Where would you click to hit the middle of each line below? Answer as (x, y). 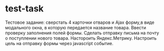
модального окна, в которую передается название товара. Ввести (76, 27)
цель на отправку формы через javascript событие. (59, 43)
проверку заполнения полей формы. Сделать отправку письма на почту (82, 33)
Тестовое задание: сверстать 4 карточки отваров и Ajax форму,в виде (80, 22)
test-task (24, 9)
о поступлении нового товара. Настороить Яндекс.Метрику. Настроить (81, 38)
